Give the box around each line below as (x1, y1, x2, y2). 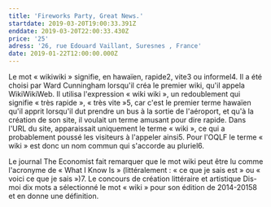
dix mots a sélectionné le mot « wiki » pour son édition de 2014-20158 (22, 183, 258, 192)
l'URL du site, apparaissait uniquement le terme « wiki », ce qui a (8, 123, 225, 133)
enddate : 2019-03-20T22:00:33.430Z (8, 27, 129, 35)
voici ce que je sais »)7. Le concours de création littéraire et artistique (8, 174, 242, 183)
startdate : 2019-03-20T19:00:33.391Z (8, 19, 137, 28)
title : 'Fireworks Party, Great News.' (8, 11, 144, 20)
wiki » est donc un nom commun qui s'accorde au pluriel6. (8, 141, 205, 150)
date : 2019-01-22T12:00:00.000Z (8, 50, 118, 58)
